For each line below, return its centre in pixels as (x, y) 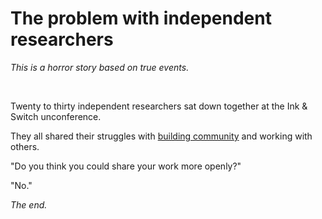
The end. (29, 204)
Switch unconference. (56, 116)
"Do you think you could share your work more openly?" (126, 166)
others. (25, 146)
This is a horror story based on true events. (100, 67)
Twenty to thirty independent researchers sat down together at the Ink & (159, 106)
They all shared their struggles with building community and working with (161, 136)
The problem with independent (141, 18)
